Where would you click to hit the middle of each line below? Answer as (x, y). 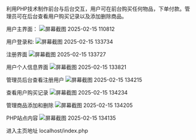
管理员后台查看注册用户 (35, 80)
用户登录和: (20, 42)
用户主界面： (22, 29)
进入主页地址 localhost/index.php (47, 131)
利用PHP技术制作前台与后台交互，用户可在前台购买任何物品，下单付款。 (96, 9)
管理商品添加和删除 (30, 105)
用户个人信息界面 (27, 67)
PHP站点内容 (22, 118)
